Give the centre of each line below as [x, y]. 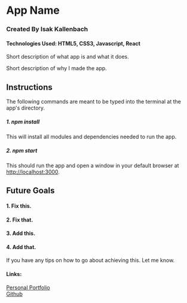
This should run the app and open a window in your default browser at [93, 166]
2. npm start [22, 150]
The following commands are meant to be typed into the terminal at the [93, 102]
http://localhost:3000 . [33, 172]
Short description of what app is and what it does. [68, 57]
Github [14, 293]
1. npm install [23, 122]
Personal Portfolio [28, 287]
